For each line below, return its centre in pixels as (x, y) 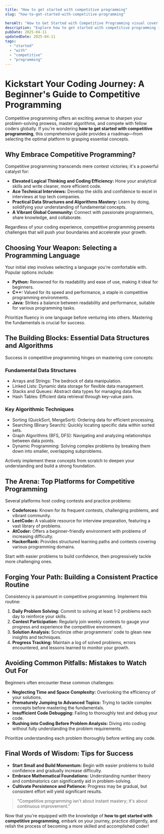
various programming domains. (43, 547)
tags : (10, 41)
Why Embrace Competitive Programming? (70, 154)
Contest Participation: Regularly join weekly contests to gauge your (81, 622)
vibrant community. (31, 516)
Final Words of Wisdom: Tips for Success (69, 754)
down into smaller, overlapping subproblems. (57, 451)
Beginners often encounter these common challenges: (60, 682)
